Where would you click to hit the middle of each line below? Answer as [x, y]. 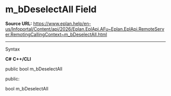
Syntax [13, 49]
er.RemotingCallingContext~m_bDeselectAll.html [56, 34]
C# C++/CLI [18, 59]
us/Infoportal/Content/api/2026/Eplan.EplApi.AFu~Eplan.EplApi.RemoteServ [85, 29]
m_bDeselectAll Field [51, 9]
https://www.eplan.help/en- [62, 23]
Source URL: [19, 23]
